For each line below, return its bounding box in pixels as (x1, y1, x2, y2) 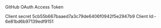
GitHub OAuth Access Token (5, 4, 64, 10)
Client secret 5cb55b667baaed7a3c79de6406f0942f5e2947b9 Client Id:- (5, 14, 157, 19)
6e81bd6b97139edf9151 (5, 19, 54, 24)
